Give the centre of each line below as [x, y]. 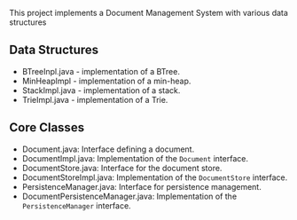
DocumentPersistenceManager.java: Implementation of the [129, 196]
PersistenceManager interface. [76, 205]
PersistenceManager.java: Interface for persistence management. [141, 186]
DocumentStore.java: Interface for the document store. [122, 168]
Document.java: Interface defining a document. [108, 149]
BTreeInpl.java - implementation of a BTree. [101, 71]
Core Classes [47, 128]
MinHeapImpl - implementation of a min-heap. [106, 81]
